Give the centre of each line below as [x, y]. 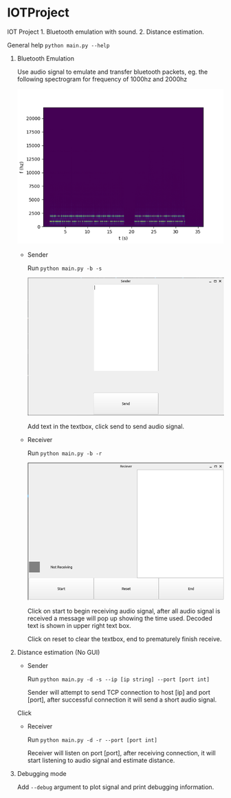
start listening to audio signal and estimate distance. [101, 760]
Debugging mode [42, 773]
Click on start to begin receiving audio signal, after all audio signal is [124, 611]
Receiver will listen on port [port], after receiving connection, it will [121, 753]
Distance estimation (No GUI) [58, 652]
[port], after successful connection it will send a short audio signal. [122, 700]
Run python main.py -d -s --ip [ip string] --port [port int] [118, 679]
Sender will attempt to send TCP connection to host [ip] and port [119, 692]
